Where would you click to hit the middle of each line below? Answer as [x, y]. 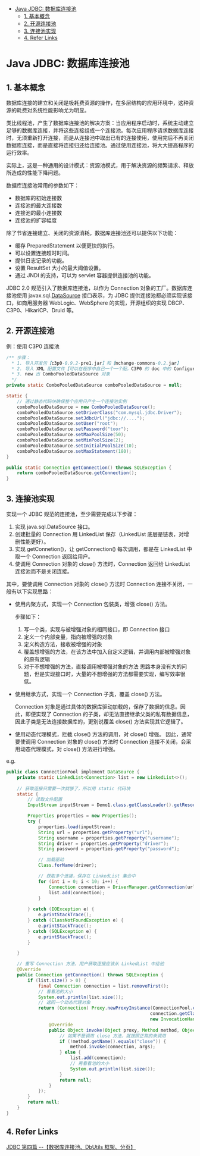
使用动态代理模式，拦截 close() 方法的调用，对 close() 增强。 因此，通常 [103, 734]
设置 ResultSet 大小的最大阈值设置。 [59, 268]
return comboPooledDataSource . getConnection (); [77, 473]
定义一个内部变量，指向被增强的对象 [68, 637]
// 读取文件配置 [45, 800]
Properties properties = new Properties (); [82, 816]
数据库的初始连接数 [38, 198]
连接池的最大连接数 [38, 205]
